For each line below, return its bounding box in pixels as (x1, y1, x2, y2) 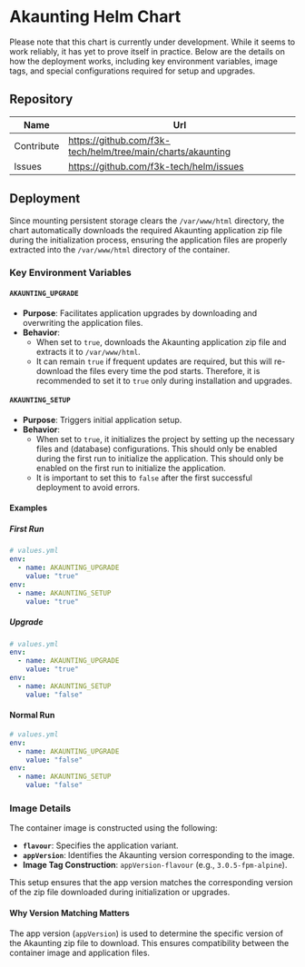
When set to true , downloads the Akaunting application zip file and (35, 336, 287, 347)
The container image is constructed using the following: (9, 823, 218, 834)
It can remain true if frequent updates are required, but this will (35, 356, 272, 367)
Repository (9, 92, 74, 107)
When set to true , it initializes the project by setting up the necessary (35, 433, 295, 444)
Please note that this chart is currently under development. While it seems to (9, 36, 296, 47)
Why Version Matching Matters (9, 907, 130, 918)
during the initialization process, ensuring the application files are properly (9, 234, 288, 245)
